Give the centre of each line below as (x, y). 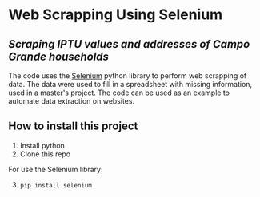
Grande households (59, 56)
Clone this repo (45, 154)
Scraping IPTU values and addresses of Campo (129, 44)
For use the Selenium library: (56, 169)
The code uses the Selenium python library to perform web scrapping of (128, 76)
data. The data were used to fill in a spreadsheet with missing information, (130, 84)
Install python (42, 145)
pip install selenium (56, 185)
